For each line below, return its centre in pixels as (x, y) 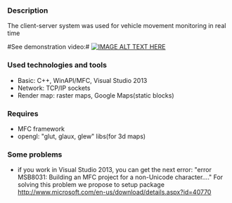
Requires (23, 113)
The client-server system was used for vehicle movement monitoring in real (117, 26)
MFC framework (41, 129)
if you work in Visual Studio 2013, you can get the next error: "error (115, 170)
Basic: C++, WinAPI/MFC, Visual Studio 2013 (82, 80)
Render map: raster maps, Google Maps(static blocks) (96, 95)
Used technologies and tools (57, 65)
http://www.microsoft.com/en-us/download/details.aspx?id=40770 (114, 192)
